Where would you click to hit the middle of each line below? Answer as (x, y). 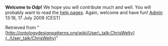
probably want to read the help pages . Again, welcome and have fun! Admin (84, 12)
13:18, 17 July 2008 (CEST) (33, 18)
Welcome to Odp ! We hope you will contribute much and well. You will (78, 7)
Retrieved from (21, 27)
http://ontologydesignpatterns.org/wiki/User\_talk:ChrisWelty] (71, 33)
